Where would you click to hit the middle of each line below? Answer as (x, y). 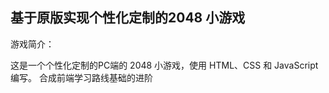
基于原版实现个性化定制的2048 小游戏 (128, 18)
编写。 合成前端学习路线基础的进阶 (81, 77)
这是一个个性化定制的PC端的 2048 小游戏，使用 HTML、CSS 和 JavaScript (164, 65)
